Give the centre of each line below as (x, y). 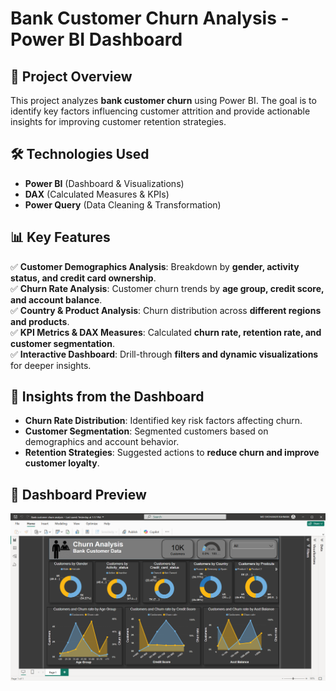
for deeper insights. (51, 365)
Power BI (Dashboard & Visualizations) (104, 183)
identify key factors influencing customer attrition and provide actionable (160, 111)
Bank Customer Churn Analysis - (150, 18)
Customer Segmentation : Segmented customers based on (146, 431)
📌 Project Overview (71, 76)
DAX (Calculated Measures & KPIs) (97, 194)
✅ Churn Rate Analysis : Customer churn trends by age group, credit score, (167, 288)
